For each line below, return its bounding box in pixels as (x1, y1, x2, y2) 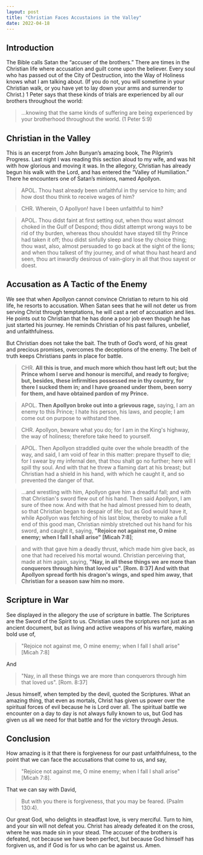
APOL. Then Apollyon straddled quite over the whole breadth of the (21, 444, 189, 452)
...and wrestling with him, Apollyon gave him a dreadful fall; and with (21, 488, 192, 495)
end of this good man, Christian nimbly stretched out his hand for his (21, 520, 192, 528)
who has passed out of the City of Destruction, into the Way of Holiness (6, 72, 185, 79)
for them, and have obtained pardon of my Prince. (21, 389, 149, 397)
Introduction (6, 42, 54, 53)
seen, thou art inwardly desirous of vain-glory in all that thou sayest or (21, 255, 196, 263)
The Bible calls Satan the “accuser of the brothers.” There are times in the (6, 59, 190, 66)
